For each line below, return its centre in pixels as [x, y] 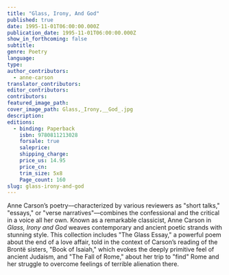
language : [21, 58]
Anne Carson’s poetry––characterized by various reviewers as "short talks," [114, 206]
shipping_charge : [44, 154]
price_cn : [34, 167]
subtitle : [21, 45]
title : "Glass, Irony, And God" [53, 13]
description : [26, 115]
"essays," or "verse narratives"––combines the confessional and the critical [113, 213]
